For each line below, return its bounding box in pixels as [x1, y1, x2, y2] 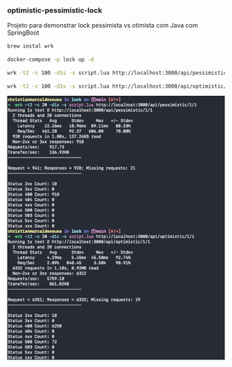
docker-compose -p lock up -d [7, 56, 95, 64]
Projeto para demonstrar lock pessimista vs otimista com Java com [7, 21, 198, 30]
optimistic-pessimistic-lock [7, 6, 102, 15]
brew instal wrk [7, 43, 54, 50]
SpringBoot [7, 28, 39, 37]
